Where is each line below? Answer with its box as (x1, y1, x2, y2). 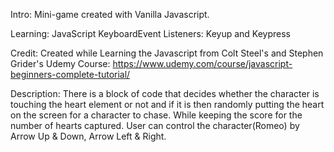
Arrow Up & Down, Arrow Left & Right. (10, 130, 167, 142)
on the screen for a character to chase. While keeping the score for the (10, 109, 303, 121)
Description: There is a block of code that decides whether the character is (10, 88, 320, 99)
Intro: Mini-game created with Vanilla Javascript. (10, 9, 210, 20)
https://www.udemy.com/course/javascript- (112, 58, 293, 69)
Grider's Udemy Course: (10, 58, 111, 69)
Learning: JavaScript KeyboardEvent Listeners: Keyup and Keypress (10, 28, 292, 39)
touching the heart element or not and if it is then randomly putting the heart (10, 99, 325, 110)
